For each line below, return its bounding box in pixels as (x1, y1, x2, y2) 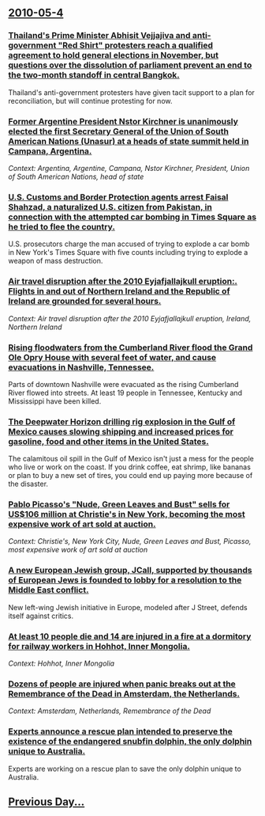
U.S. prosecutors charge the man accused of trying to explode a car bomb (8, 239, 250, 249)
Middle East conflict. (8, 585, 89, 596)
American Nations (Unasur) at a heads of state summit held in (8, 135, 249, 146)
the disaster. (8, 479, 49, 489)
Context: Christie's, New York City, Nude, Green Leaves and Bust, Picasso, (8, 537, 252, 546)
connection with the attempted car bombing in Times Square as (8, 211, 257, 222)
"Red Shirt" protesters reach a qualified (58, 40, 214, 51)
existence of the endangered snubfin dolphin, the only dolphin (8, 736, 252, 747)
